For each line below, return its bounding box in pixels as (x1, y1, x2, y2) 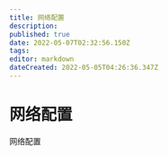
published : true (9, 30, 70, 39)
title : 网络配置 (9, 13, 65, 22)
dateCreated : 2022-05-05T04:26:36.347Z (9, 64, 159, 73)
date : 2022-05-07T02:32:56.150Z (9, 38, 130, 47)
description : (9, 22, 58, 30)
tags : (9, 47, 30, 56)
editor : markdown (9, 55, 75, 64)
